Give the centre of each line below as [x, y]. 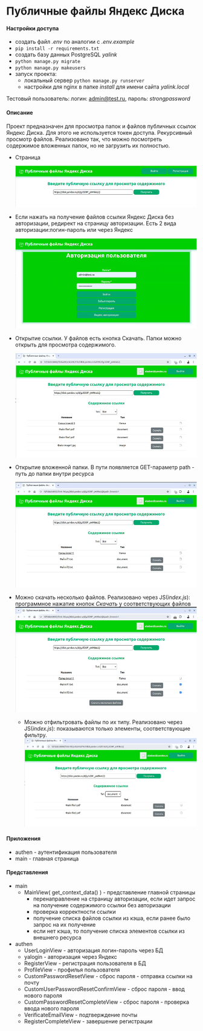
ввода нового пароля [52, 1008]
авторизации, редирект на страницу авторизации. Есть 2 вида [95, 223]
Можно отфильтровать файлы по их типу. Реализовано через [103, 722]
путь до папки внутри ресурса [54, 474]
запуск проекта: [36, 74]
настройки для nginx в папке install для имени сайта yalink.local [106, 87]
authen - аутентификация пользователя [66, 852]
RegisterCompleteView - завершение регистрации [88, 1021]
